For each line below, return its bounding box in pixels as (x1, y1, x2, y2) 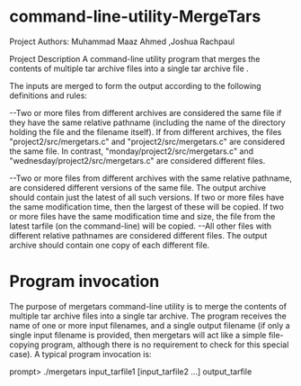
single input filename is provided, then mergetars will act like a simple (9, 329, 267, 340)
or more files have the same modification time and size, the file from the (9, 211, 276, 221)
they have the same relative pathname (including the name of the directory (9, 117, 286, 128)
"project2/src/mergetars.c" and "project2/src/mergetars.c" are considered (9, 136, 286, 147)
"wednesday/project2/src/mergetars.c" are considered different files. (9, 155, 266, 166)
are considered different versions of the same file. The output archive (9, 182, 267, 193)
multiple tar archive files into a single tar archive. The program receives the (9, 310, 288, 321)
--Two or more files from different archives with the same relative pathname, (9, 173, 292, 184)
